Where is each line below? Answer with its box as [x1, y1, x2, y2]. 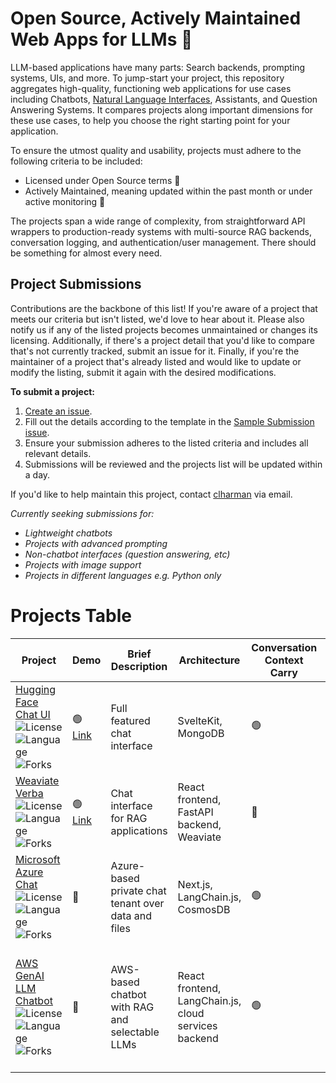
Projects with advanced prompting [24, 537, 168, 549]
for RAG [110, 811, 148, 825]
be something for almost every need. [10, 247, 163, 259]
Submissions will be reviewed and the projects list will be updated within [24, 458, 323, 470]
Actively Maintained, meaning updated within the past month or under [24, 185, 313, 197]
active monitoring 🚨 [24, 195, 106, 207]
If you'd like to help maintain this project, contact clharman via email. [10, 488, 293, 500]
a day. [24, 468, 51, 481]
